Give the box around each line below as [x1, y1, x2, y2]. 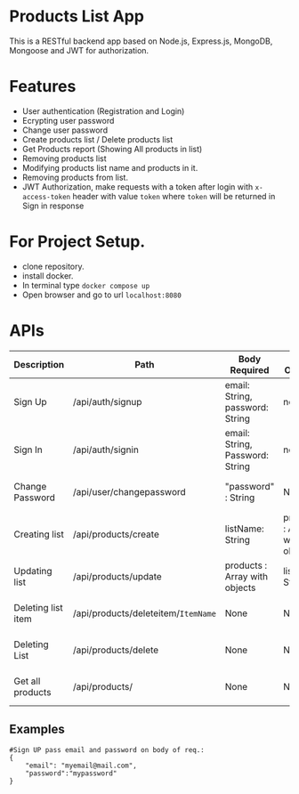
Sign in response [21, 200, 85, 211]
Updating [13, 564, 53, 577]
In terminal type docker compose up [21, 280, 150, 290]
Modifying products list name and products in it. [21, 162, 198, 173]
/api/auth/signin [72, 443, 140, 456]
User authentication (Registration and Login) [21, 105, 185, 117]
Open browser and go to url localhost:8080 [21, 289, 182, 300]
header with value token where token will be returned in [72, 190, 276, 201]
